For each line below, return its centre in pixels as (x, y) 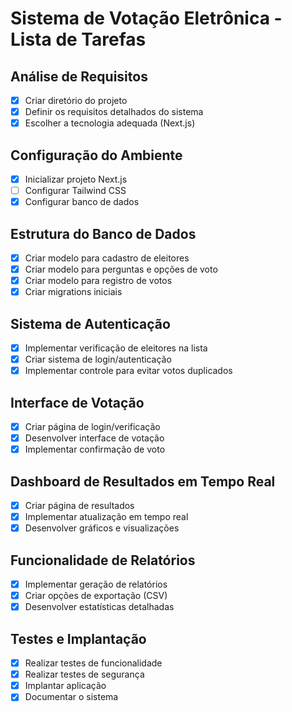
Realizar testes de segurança (84, 674)
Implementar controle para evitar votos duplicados (128, 371)
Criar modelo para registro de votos (98, 281)
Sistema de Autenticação (90, 323)
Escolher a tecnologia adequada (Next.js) (110, 123)
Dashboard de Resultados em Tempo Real (143, 481)
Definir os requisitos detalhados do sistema (114, 112)
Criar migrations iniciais (73, 292)
